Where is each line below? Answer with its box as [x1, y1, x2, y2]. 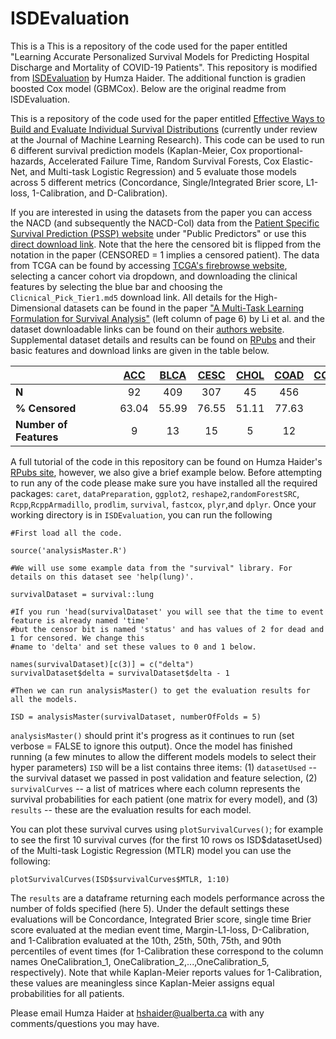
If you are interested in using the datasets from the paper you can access [10, 206, 313, 218]
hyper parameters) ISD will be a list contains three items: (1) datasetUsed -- [10, 761, 317, 773]
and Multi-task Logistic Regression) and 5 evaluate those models [29, 165, 297, 177]
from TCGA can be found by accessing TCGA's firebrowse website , [10, 259, 288, 271]
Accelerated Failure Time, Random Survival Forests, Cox [48, 155, 280, 167]
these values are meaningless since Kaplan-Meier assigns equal [10, 977, 275, 989]
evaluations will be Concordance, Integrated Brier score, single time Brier [10, 913, 312, 925]
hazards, [10, 155, 47, 167]
